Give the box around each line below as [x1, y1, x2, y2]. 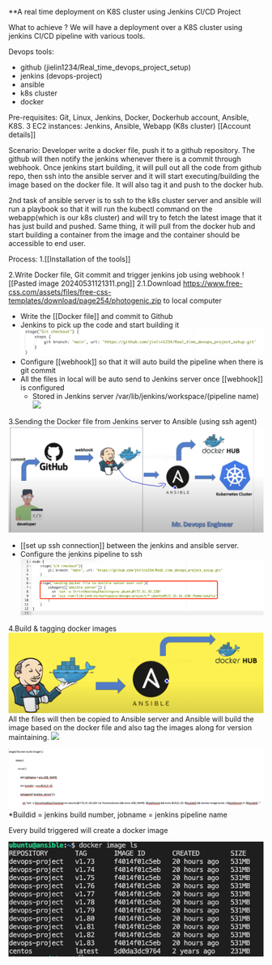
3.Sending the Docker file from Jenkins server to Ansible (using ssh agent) [8, 416, 257, 426]
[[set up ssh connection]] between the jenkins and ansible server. [19, 541, 240, 551]
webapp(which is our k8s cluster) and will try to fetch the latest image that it [8, 213, 262, 222]
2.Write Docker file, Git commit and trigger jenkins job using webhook [8, 270, 240, 279]
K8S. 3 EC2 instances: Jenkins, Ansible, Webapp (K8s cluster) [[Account [8, 121, 251, 130]
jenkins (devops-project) [19, 71, 103, 80]
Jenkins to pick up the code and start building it [19, 320, 180, 329]
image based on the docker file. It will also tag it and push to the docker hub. [8, 180, 264, 189]
